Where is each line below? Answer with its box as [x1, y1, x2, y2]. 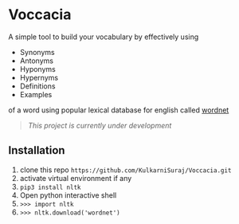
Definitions [19, 81, 56, 91]
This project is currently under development [27, 120, 172, 130]
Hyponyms [19, 64, 56, 73]
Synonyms [19, 47, 55, 57]
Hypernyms [19, 73, 58, 82]
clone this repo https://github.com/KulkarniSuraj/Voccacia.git [19, 165, 232, 175]
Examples [19, 89, 53, 99]
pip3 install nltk [19, 183, 81, 191]
